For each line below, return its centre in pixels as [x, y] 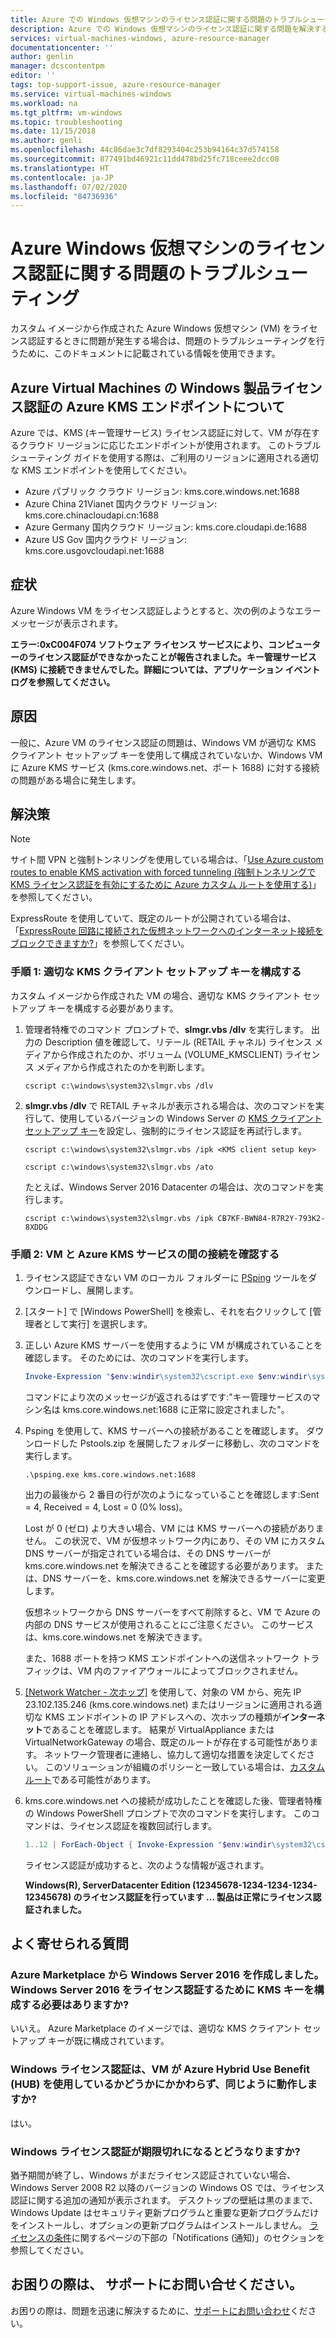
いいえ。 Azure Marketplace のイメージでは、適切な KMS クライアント [156, 2028]
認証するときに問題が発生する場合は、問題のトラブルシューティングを [172, 341]
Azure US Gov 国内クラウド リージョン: [106, 539]
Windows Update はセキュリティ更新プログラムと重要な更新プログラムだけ [165, 2213]
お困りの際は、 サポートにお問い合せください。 [156, 2284]
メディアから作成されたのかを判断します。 [123, 1067]
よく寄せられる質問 [69, 1944]
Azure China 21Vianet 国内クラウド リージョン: [121, 504]
